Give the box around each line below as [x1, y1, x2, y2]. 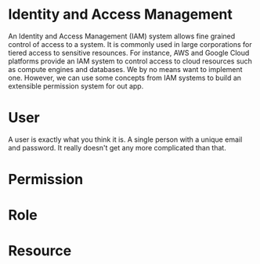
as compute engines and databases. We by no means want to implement [8, 64, 243, 74]
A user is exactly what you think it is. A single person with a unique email [8, 135, 243, 144]
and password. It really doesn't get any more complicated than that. [8, 143, 227, 152]
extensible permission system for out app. [8, 81, 144, 91]
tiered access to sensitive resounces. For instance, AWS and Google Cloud [8, 48, 250, 57]
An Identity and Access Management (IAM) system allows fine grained [8, 31, 236, 41]
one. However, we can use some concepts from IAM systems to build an [8, 73, 241, 82]
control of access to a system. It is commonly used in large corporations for [8, 39, 252, 49]
